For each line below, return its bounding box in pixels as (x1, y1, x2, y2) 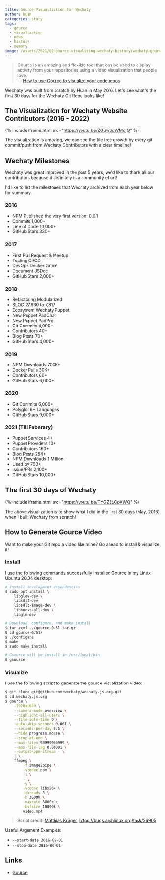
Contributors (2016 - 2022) (5, 114, 90, 123)
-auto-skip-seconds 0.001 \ (14, 722, 71, 727)
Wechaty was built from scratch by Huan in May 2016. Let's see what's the (5, 87, 156, 93)
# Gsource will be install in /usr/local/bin (5, 653, 100, 658)
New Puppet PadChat (12, 312, 56, 318)
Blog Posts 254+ (12, 451, 46, 456)
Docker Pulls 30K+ (12, 367, 50, 373)
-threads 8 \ (23, 790, 50, 795)
